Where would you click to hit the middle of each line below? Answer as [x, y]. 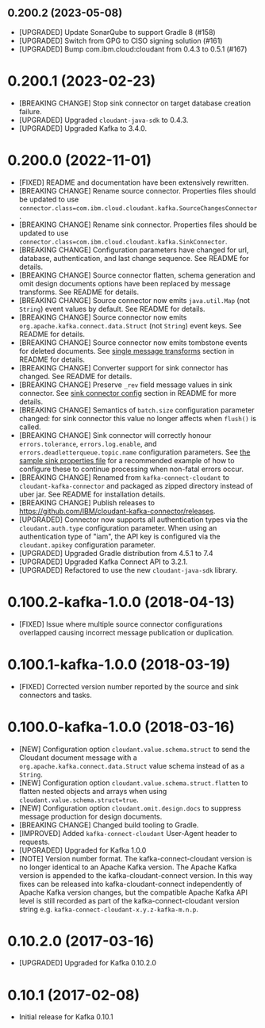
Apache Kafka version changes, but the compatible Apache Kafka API [133, 892]
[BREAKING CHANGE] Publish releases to [87, 502]
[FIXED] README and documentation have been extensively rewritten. [134, 182]
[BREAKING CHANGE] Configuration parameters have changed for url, [134, 250]
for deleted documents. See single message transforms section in [127, 351]
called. [30, 427]
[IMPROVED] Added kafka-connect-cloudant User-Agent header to [128, 833]
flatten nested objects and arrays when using [93, 791]
